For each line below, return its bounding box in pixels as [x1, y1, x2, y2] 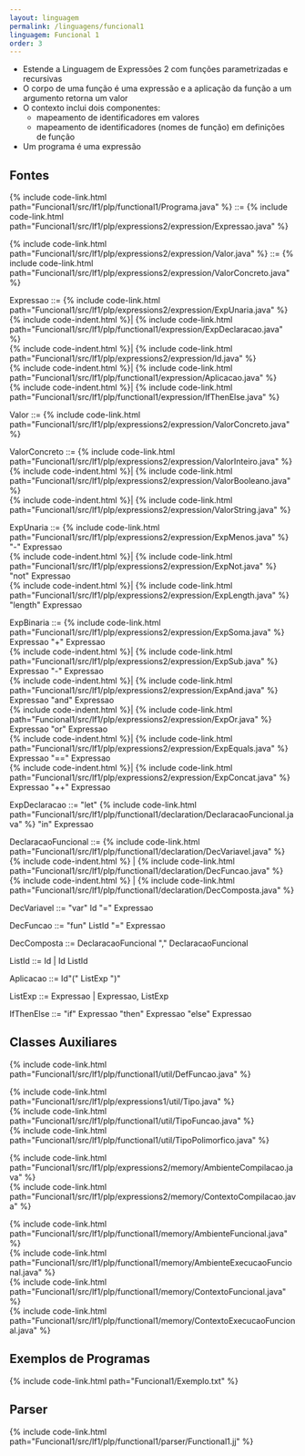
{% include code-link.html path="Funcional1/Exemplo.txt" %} [9, 1375, 239, 1386]
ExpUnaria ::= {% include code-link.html [9, 522, 160, 533]
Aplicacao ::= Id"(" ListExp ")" [9, 973, 121, 984]
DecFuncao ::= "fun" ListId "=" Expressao [9, 920, 166, 931]
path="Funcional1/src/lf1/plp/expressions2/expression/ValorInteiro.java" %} [9, 456, 293, 467]
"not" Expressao [9, 570, 71, 581]
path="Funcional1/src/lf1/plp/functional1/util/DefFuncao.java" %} [9, 1068, 252, 1080]
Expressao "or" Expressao [9, 723, 108, 734]
